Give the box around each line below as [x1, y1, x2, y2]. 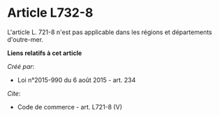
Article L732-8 [7, 5, 93, 21]
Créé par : [7, 62, 35, 70]
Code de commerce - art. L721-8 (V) [17, 102, 123, 111]
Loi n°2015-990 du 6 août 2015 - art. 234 [17, 75, 136, 84]
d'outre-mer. [7, 35, 44, 43]
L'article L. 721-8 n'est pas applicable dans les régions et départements [7, 28, 213, 36]
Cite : [7, 89, 21, 97]
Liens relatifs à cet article [7, 49, 82, 57]
